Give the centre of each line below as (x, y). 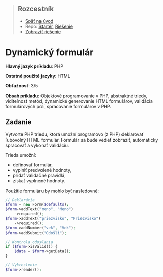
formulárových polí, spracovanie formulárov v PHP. (58, 106)
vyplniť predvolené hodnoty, (42, 170)
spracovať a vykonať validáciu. (37, 145)
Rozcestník (36, 9)
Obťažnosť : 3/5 (22, 85)
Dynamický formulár (49, 52)
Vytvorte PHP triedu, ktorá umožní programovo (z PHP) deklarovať (74, 134)
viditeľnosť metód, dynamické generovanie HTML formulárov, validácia (79, 101)
